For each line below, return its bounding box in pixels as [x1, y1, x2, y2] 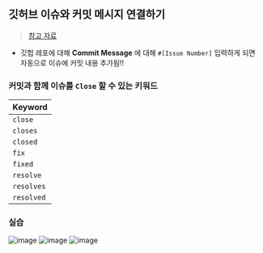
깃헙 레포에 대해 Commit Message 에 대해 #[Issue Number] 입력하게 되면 [19, 48, 256, 57]
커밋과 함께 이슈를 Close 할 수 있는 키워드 [8, 80, 158, 91]
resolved [12, 193, 46, 202]
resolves [12, 182, 46, 192]
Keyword [12, 102, 49, 113]
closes [12, 126, 38, 136]
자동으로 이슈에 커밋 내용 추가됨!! [19, 57, 124, 67]
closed [12, 137, 38, 147]
